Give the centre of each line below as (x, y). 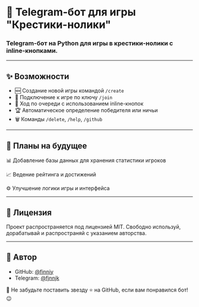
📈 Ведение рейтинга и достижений (51, 175)
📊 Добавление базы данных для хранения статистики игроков (86, 160)
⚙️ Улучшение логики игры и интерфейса (58, 188)
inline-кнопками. (32, 51)
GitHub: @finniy (34, 271)
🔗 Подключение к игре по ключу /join (63, 97)
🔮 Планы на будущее (47, 146)
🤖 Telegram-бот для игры (71, 12)
